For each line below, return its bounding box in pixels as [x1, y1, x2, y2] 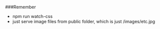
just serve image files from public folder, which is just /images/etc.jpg [12, 19, 156, 24]
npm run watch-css [12, 14, 53, 19]
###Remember [5, 4, 36, 10]
